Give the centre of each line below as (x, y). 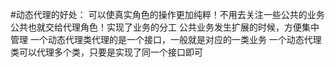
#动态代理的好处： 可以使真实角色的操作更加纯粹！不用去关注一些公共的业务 (167, 14)
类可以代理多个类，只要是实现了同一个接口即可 (106, 52)
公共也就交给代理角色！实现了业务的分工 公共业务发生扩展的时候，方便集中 (165, 27)
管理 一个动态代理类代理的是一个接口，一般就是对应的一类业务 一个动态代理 (166, 39)
